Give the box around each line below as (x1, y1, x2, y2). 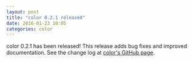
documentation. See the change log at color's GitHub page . (6, 49, 155, 57)
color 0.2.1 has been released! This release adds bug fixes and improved (6, 43, 188, 50)
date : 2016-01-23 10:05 (6, 20, 67, 26)
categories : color (6, 26, 53, 32)
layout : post (6, 9, 39, 15)
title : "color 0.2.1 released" (6, 15, 86, 21)
